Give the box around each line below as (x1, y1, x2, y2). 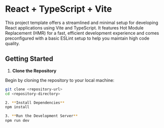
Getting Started (5, 55, 54, 63)
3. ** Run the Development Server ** (5, 114, 78, 119)
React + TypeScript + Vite (5, 3, 112, 15)
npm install (5, 104, 29, 110)
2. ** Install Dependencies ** (5, 100, 65, 105)
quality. (5, 40, 20, 46)
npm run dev (5, 118, 29, 123)
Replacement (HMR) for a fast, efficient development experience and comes (5, 30, 160, 36)
